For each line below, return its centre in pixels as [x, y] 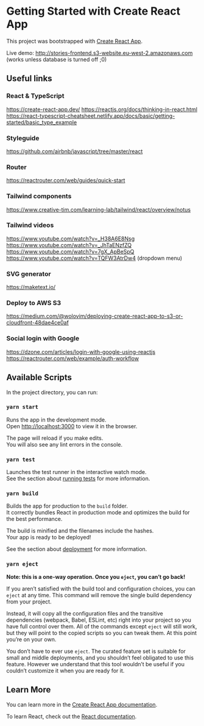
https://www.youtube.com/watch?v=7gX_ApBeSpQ [70, 251]
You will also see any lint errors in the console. [65, 444]
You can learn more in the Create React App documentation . [82, 704]
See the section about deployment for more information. [77, 549]
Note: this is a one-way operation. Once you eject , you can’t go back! [96, 577]
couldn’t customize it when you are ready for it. [65, 670]
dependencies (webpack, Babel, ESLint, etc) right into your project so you [99, 620]
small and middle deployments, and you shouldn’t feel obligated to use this [100, 658]
